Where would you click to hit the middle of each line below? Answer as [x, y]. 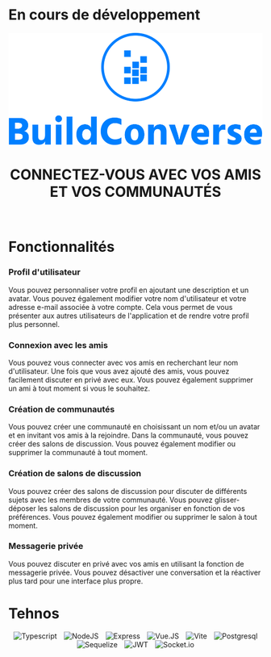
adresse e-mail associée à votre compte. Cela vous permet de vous [121, 307]
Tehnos [34, 613]
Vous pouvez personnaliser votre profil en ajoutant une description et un [129, 290]
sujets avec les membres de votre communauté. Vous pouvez [111, 500]
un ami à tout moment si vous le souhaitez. [79, 388]
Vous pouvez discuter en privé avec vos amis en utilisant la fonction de [126, 563]
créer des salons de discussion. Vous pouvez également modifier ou [122, 444]
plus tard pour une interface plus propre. [76, 581]
